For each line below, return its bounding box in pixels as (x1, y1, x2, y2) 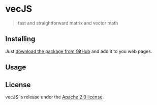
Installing (5, 35, 36, 43)
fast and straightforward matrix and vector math (17, 20, 118, 26)
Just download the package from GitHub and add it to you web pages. (5, 48, 152, 54)
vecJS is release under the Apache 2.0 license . (5, 94, 104, 100)
